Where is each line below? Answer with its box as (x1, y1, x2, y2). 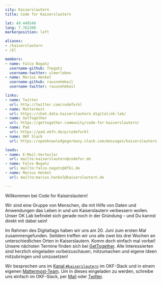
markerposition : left (5, 30, 50, 35)
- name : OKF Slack (5, 134, 43, 139)
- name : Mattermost (5, 107, 45, 112)
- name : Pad (5, 125, 29, 130)
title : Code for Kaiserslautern (5, 12, 71, 17)
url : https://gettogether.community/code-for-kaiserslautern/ (9, 120, 139, 125)
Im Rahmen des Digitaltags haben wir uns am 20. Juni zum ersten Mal (5, 227, 146, 233)
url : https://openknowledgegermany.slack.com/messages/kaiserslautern (9, 139, 157, 143)
